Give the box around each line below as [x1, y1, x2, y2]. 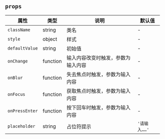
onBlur [7, 75, 23, 81]
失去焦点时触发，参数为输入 [66, 71, 131, 78]
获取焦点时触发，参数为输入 [66, 87, 131, 94]
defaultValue [7, 45, 38, 51]
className [7, 27, 30, 32]
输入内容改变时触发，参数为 [66, 54, 131, 61]
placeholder [7, 123, 36, 129]
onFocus [7, 91, 26, 97]
